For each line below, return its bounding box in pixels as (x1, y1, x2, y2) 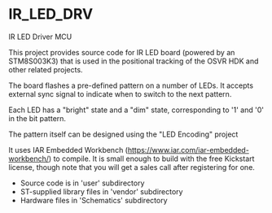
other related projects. (8, 64, 83, 74)
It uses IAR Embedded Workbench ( (8, 145, 129, 154)
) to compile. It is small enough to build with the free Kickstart (48, 154, 255, 163)
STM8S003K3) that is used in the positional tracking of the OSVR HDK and (8, 56, 259, 66)
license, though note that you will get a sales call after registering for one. (8, 162, 255, 172)
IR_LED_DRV (8, 5, 94, 24)
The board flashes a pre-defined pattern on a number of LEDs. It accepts (8, 80, 254, 90)
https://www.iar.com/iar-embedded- (127, 145, 250, 154)
